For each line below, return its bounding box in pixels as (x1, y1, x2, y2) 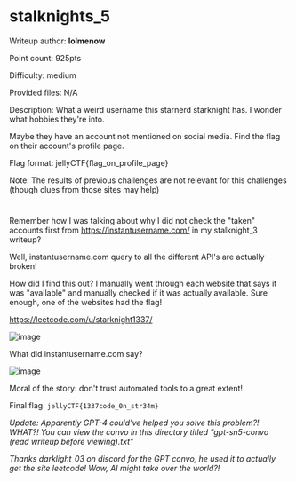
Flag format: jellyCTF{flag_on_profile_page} (9, 157, 169, 168)
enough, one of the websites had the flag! (9, 297, 163, 308)
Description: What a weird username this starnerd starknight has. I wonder (9, 104, 283, 115)
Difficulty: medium (9, 69, 77, 81)
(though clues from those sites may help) (9, 184, 160, 194)
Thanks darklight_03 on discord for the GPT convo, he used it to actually (9, 454, 276, 464)
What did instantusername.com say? (9, 349, 143, 360)
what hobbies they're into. (9, 114, 105, 124)
